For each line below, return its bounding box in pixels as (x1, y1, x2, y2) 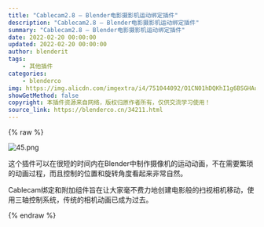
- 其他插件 (22, 63, 53, 70)
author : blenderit (8, 48, 68, 56)
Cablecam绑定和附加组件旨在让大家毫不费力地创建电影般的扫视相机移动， (8, 186, 247, 194)
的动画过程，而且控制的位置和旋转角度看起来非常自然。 (8, 169, 187, 178)
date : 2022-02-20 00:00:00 (8, 33, 97, 41)
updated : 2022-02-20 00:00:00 (8, 41, 108, 49)
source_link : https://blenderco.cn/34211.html (8, 106, 163, 114)
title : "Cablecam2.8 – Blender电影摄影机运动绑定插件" (8, 11, 178, 20)
